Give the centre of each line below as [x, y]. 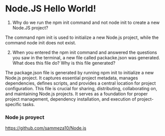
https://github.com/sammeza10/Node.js [46, 128]
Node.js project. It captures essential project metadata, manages [72, 78]
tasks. [29, 104]
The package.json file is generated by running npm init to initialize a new [80, 72]
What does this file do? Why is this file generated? [64, 63]
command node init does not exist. [41, 42]
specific [13, 104]
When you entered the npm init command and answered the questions [84, 52]
